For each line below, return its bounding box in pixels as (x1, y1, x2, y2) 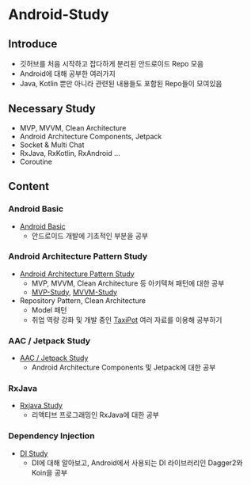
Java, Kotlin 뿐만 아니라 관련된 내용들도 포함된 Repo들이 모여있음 (19, 79, 222, 88)
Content (8, 180, 50, 193)
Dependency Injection (8, 430, 95, 441)
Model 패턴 (31, 305, 67, 314)
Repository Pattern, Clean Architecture (19, 295, 146, 305)
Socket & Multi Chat (19, 140, 85, 150)
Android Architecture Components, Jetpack (19, 131, 162, 141)
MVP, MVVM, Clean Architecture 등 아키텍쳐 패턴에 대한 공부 (31, 278, 225, 288)
